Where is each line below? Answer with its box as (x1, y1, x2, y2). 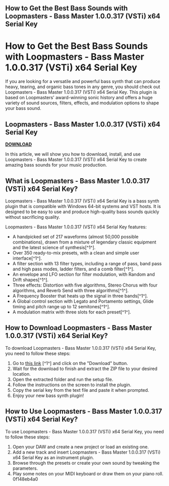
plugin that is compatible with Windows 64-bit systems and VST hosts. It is (5, 203, 161, 209)
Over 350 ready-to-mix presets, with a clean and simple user (12, 250, 140, 256)
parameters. (12, 465, 38, 471)
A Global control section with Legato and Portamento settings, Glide (12, 298, 154, 304)
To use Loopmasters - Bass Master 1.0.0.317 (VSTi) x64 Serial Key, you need (5, 428, 164, 434)
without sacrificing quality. (5, 214, 61, 220)
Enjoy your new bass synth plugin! (12, 392, 84, 398)
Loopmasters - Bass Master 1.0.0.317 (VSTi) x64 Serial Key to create (5, 156, 147, 163)
